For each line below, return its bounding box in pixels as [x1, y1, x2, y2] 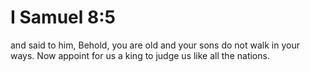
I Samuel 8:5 [10, 6, 116, 29]
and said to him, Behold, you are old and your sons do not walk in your [10, 39, 300, 51]
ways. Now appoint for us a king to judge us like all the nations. [10, 49, 270, 61]
